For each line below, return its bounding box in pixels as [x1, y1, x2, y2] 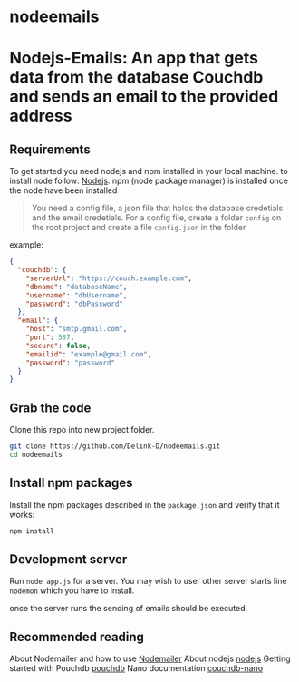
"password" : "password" [25, 358, 116, 367]
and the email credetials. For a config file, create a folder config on [31, 212, 282, 223]
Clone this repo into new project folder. [9, 424, 155, 435]
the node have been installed [9, 185, 118, 196]
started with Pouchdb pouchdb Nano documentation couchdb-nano [9, 663, 264, 674]
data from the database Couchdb [9, 67, 264, 88]
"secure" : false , [25, 341, 92, 350]
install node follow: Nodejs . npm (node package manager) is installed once [9, 175, 288, 187]
